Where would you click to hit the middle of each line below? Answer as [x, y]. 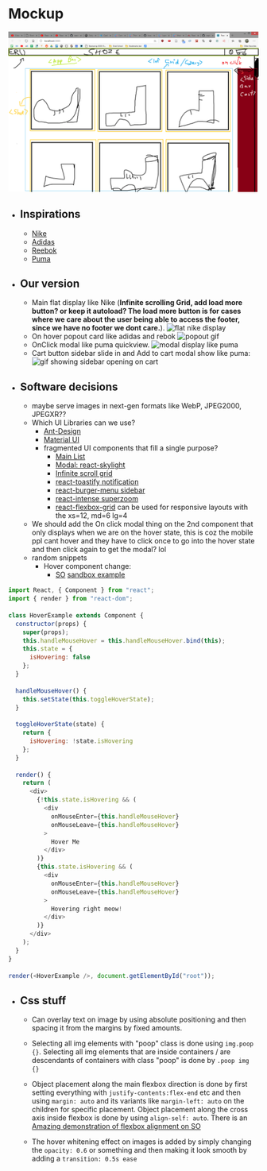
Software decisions [69, 386]
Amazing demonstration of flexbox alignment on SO [116, 1127]
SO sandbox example [90, 575]
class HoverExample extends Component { [76, 615]
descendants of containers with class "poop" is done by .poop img [140, 1061]
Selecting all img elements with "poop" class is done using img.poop [143, 1043]
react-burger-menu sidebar [100, 490]
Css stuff [43, 1001]
